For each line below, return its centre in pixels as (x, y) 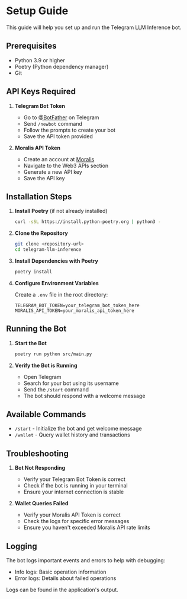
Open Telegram (42, 377)
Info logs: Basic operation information (60, 572)
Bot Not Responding (40, 468)
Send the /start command (56, 389)
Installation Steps (39, 197)
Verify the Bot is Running (46, 365)
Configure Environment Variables (57, 283)
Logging (22, 546)
